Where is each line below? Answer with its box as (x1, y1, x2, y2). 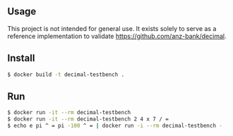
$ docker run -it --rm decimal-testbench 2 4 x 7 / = (7, 116, 169, 123)
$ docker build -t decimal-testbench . (7, 70, 125, 78)
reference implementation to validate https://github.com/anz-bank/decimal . (7, 32, 227, 40)
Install (7, 52, 35, 64)
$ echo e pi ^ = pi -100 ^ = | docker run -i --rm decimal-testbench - (7, 123, 222, 130)
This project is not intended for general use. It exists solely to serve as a (7, 24, 217, 32)
